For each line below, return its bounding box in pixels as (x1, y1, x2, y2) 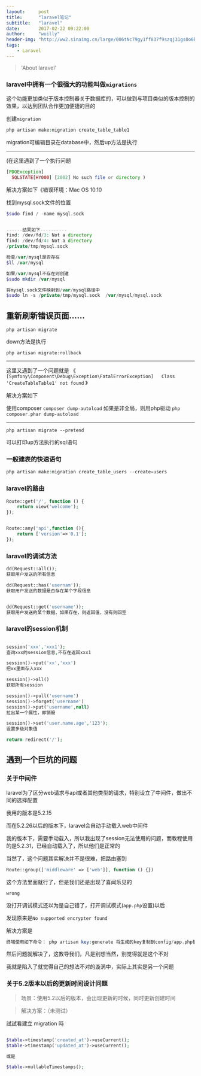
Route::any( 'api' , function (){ (6, 525, 84, 531)
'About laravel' (20, 64, 57, 71)
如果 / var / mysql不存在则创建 (6, 270, 69, 276)
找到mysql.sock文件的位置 (6, 199, 71, 206)
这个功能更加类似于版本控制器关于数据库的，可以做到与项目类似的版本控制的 (6, 95, 195, 102)
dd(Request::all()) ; (6, 566, 58, 572)
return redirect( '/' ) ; (6, 737, 63, 743)
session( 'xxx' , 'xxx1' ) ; (6, 644, 66, 650)
